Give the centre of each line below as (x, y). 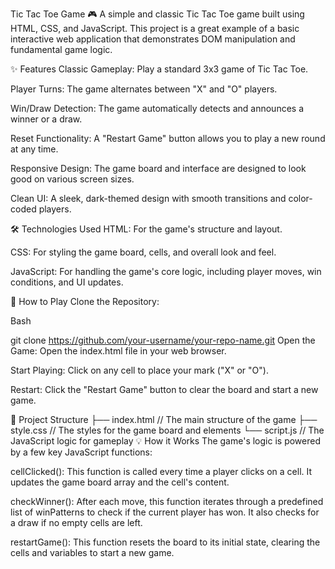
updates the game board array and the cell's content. (120, 482)
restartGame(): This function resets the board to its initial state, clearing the (165, 542)
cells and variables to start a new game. (92, 552)
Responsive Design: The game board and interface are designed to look (158, 168)
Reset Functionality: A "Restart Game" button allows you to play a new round (168, 138)
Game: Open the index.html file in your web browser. (118, 351)
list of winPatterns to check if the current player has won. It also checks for (165, 512)
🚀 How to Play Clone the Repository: (85, 301)
